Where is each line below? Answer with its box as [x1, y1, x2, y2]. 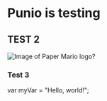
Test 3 [7, 70, 30, 80]
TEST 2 [7, 33, 40, 46]
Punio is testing [7, 5, 101, 21]
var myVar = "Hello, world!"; [7, 86, 90, 95]
